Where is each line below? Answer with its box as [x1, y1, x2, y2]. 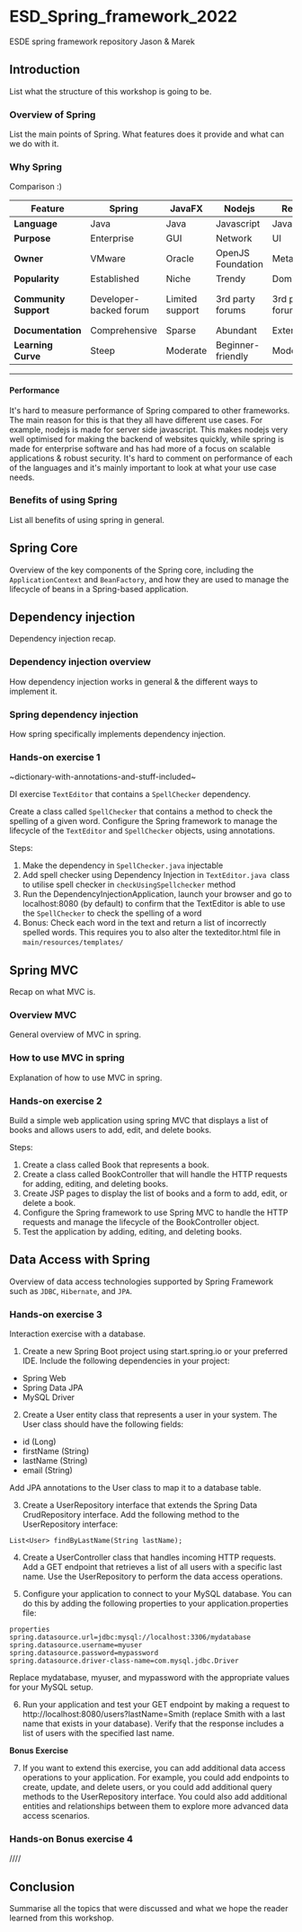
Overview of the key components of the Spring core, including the [9, 564, 254, 575]
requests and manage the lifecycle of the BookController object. [22, 1217, 260, 1227]
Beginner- [215, 339, 261, 351]
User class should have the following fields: [22, 1419, 184, 1430]
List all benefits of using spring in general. [9, 514, 164, 525]
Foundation [215, 258, 263, 270]
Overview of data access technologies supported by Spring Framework [9, 1276, 274, 1287]
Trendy [215, 272, 246, 285]
